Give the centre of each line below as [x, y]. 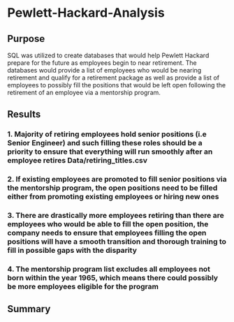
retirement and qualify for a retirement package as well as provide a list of [114, 78]
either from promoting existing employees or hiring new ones [113, 197]
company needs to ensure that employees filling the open [107, 233]
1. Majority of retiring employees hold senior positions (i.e [107, 134]
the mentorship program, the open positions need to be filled [112, 188]
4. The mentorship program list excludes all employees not [109, 269]
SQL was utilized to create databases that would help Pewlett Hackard [108, 55]
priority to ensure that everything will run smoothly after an [110, 152]
